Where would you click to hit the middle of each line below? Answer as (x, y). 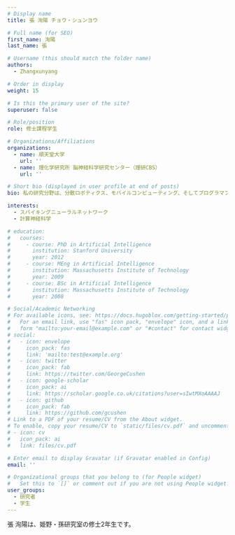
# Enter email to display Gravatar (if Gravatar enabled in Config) (109, 458)
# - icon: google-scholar (48, 380)
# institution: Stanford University (70, 251)
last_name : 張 (27, 46)
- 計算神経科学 (33, 219)
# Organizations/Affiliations (51, 142)
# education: (26, 231)
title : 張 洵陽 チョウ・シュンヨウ (53, 20)
